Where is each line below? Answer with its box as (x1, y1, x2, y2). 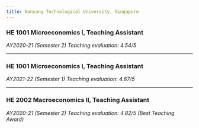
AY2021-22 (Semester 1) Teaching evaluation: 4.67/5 (6, 75, 135, 83)
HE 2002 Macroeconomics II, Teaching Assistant (6, 96, 150, 104)
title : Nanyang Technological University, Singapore (6, 8, 139, 15)
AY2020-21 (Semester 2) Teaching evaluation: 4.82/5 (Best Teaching (6, 109, 175, 116)
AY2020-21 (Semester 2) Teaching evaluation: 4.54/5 (6, 41, 137, 49)
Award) (6, 116, 24, 123)
